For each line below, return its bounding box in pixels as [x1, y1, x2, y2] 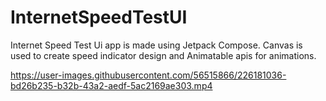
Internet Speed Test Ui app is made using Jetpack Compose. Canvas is [10, 39, 303, 51]
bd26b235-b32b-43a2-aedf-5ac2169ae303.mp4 [10, 79, 213, 91]
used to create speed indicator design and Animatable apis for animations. [10, 49, 317, 61]
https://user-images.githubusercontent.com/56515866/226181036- [10, 69, 287, 81]
